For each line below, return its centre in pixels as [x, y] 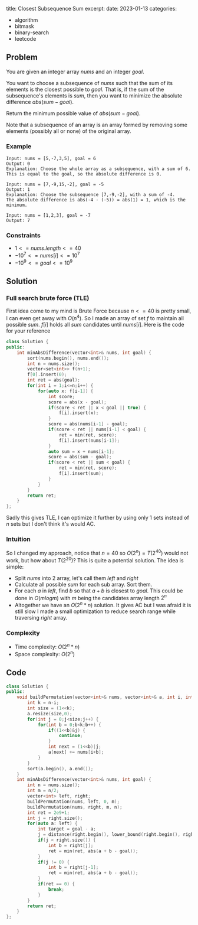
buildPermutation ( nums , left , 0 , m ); [73, 802]
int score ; [62, 396]
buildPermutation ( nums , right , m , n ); [75, 807]
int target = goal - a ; [67, 829]
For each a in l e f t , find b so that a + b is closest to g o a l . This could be [99, 591]
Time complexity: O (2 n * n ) [47, 646]
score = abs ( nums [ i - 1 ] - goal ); [88, 424]
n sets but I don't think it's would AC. [51, 524]
